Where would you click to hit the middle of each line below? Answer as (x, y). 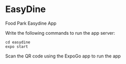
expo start (17, 46)
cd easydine (18, 42)
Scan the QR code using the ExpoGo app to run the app (63, 56)
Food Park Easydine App (31, 23)
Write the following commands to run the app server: (60, 33)
